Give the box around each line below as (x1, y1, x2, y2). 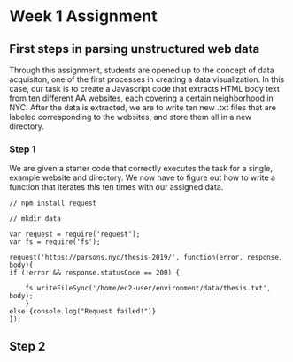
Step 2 (9, 338, 46, 354)
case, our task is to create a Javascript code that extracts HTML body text (9, 84, 281, 94)
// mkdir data (9, 215, 62, 223)
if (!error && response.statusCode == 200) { (9, 268, 180, 277)
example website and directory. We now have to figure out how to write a (9, 172, 276, 183)
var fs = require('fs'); (9, 238, 101, 246)
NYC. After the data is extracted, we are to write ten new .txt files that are (9, 102, 277, 112)
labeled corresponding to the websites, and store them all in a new (9, 112, 252, 122)
